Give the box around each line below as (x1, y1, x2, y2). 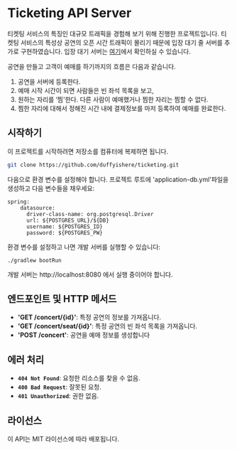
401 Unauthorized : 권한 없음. (17, 392, 99, 400)
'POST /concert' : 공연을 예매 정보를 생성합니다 (17, 331, 150, 339)
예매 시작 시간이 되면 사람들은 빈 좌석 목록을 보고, (17, 86, 154, 95)
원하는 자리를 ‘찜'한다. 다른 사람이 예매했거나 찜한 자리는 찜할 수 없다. (17, 95, 209, 104)
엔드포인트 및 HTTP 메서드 (7, 293, 117, 305)
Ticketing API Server (7, 5, 132, 21)
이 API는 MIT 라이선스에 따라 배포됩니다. (7, 435, 119, 444)
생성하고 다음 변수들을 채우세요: (7, 183, 95, 193)
